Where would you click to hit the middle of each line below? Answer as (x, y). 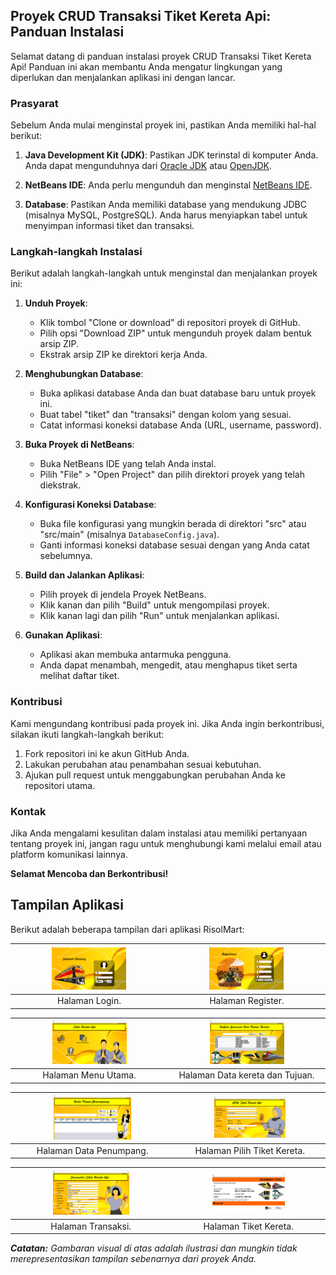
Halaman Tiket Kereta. (248, 1226)
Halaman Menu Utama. (89, 1075)
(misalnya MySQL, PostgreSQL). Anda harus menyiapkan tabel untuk (166, 215)
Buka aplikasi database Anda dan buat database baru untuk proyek (178, 393)
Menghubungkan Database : (84, 374)
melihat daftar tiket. (79, 676)
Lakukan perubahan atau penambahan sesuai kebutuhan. (143, 764)
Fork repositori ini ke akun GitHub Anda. (107, 753)
